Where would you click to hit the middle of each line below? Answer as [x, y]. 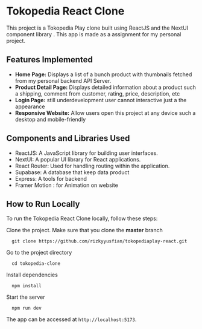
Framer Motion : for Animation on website [67, 185]
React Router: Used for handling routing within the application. [92, 166]
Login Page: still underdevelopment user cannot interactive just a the [101, 100]
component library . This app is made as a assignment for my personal [94, 34]
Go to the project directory [39, 253]
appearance [30, 106]
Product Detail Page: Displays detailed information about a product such [105, 87]
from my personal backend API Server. [63, 80]
